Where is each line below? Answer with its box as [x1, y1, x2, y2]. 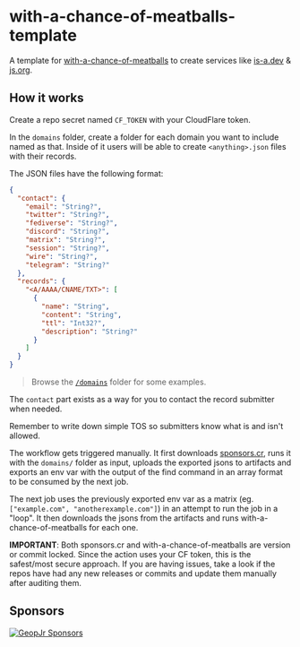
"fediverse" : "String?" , [25, 219, 118, 228]
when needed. [9, 403, 63, 414]
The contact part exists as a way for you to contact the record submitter [9, 394, 275, 404]
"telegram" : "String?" [25, 260, 110, 270]
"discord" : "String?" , [25, 227, 110, 237]
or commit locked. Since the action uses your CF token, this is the [9, 549, 252, 559]
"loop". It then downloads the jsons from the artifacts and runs [9, 513, 239, 523]
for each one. [89, 522, 139, 532]
